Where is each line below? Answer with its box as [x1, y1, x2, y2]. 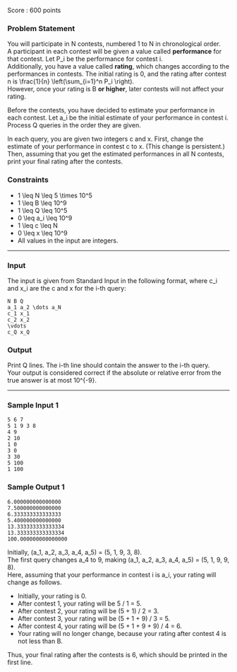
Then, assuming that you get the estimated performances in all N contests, [7, 150, 224, 158]
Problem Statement [7, 23, 75, 33]
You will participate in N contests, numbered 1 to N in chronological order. [7, 40, 221, 48]
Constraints [7, 175, 49, 185]
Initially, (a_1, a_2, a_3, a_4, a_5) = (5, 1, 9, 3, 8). [7, 548, 142, 556]
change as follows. [7, 578, 62, 586]
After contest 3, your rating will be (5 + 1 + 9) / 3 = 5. [17, 614, 171, 622]
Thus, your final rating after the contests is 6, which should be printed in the [7, 650, 228, 659]
